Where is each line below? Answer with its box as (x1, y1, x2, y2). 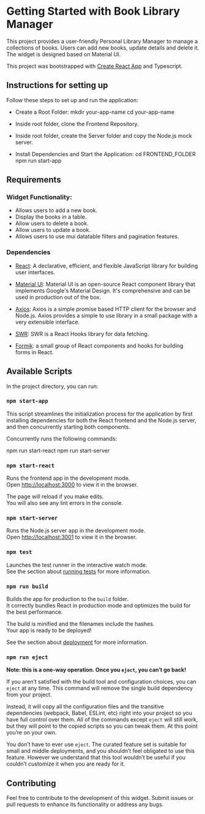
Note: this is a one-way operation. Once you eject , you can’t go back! (6, 666, 187, 674)
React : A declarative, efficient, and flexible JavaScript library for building (15, 262, 198, 269)
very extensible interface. (15, 318, 80, 326)
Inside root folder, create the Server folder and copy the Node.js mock (15, 132, 192, 139)
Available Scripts (6, 366, 72, 377)
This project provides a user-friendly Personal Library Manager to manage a (6, 37, 198, 45)
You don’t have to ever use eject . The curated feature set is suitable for (6, 741, 187, 748)
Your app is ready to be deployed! (6, 627, 92, 634)
